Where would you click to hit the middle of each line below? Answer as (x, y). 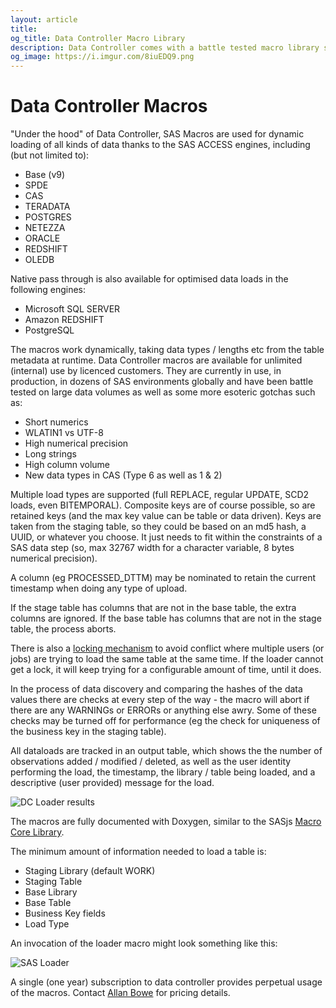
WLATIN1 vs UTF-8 (64, 433)
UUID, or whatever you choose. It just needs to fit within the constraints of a (166, 537)
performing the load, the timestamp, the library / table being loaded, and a (163, 772)
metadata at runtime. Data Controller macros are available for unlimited (156, 360)
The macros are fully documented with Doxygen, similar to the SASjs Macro (166, 822)
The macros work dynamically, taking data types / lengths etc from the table (167, 350)
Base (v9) (45, 175)
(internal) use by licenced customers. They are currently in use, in (146, 371)
